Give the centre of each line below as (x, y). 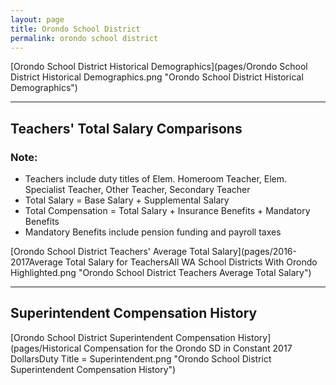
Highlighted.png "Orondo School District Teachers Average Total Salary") (161, 273)
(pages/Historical (46, 348)
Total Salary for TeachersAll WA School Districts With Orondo (191, 262)
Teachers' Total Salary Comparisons (126, 128)
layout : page (37, 19)
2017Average (36, 262)
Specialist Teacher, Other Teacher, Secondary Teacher (137, 190)
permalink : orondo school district (84, 38)
